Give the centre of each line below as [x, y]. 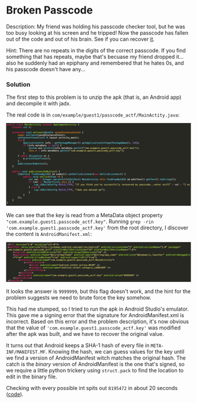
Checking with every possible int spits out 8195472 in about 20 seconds [92, 388]
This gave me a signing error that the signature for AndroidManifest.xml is [95, 315]
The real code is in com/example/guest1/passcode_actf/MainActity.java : [93, 115]
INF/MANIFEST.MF [26, 352]
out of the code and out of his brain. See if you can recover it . [80, 39]
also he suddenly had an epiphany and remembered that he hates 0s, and [95, 63]
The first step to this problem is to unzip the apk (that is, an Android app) [94, 97]
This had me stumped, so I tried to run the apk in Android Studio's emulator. [98, 309]
